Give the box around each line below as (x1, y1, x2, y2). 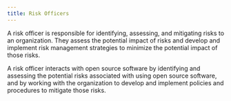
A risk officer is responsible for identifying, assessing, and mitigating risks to (7, 29, 225, 37)
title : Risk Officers (7, 10, 70, 17)
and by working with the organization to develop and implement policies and (7, 78, 224, 87)
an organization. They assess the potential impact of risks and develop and (7, 36, 221, 45)
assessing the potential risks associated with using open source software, (7, 71, 217, 80)
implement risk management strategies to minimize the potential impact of (7, 43, 218, 52)
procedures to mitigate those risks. (7, 86, 106, 94)
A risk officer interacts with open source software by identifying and (7, 64, 201, 72)
